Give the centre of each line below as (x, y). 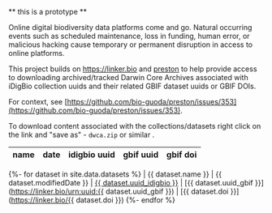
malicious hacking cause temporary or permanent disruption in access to (131, 45)
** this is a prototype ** (48, 12)
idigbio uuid (92, 155)
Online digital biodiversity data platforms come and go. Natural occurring (130, 27)
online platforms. (37, 53)
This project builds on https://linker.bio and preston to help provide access (133, 69)
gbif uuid (141, 155)
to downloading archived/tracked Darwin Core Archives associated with (129, 77)
